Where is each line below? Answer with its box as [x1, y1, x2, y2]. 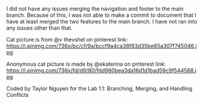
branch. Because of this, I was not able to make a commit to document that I [6, 11, 197, 19]
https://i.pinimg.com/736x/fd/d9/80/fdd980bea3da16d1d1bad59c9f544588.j [6, 67, 197, 74]
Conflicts [6, 92, 29, 98]
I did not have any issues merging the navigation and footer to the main [6, 5, 184, 12]
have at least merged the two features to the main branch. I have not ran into [6, 18, 198, 25]
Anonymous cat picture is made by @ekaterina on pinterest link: [6, 60, 166, 67]
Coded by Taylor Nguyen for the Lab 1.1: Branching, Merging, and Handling [6, 85, 193, 92]
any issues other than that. [6, 24, 73, 31]
